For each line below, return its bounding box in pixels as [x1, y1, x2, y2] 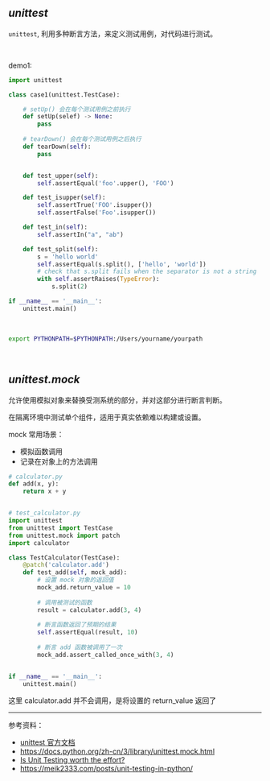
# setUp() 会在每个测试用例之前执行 [22, 105, 131, 114]
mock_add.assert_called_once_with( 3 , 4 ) [37, 651, 174, 659]
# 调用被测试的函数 [37, 598, 92, 606]
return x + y [22, 487, 67, 496]
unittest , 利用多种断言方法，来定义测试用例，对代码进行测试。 [8, 28, 218, 39]
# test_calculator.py [8, 509, 81, 518]
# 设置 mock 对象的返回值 [37, 576, 114, 585]
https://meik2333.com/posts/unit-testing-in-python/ [19, 763, 193, 773]
